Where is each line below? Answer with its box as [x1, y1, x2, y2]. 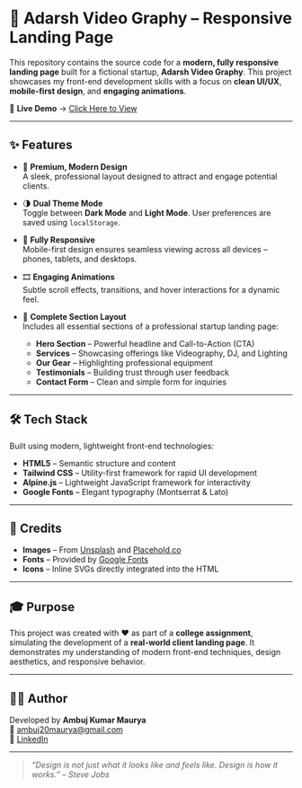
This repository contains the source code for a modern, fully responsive [9, 57, 279, 67]
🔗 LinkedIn [9, 734, 49, 744]
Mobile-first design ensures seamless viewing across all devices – [22, 243, 268, 254]
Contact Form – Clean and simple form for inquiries [35, 376, 227, 387]
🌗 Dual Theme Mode [22, 198, 103, 208]
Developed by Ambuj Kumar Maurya [9, 714, 147, 725]
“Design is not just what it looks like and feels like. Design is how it [31, 759, 279, 770]
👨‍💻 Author [9, 691, 68, 706]
